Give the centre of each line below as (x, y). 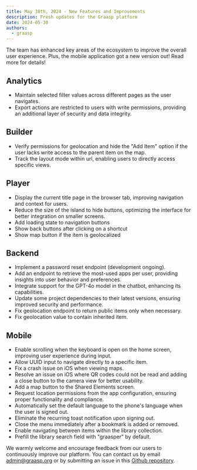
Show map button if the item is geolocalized (68, 234)
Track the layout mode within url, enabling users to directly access (95, 158)
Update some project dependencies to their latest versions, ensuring (97, 298)
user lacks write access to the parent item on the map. (80, 152)
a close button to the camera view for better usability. (79, 381)
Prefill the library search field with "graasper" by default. (83, 437)
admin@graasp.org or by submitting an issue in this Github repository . (91, 461)
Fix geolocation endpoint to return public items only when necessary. (98, 311)
